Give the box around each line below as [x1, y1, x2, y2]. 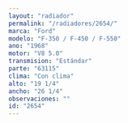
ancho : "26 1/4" [8, 87, 63, 95]
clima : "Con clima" [8, 72, 75, 80]
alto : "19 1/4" [8, 79, 60, 87]
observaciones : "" [8, 95, 70, 103]
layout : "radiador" [8, 11, 75, 20]
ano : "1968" [8, 42, 49, 50]
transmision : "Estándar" [8, 57, 92, 66]
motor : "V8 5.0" [8, 49, 63, 57]
